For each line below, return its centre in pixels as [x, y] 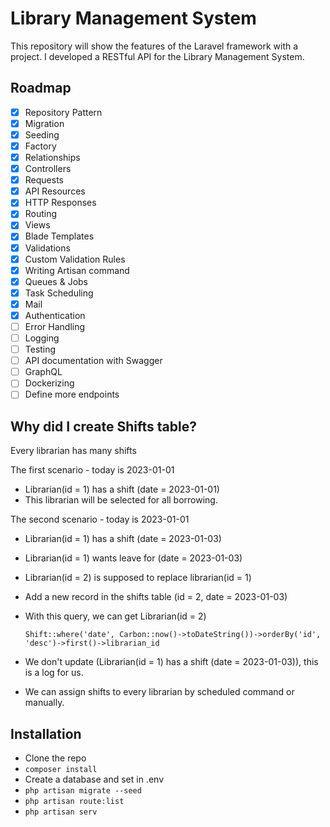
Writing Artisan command [77, 270]
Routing [41, 214]
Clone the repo [55, 758]
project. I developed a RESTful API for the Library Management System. [157, 56]
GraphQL [43, 372]
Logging [42, 338]
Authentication [55, 315]
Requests [44, 180]
